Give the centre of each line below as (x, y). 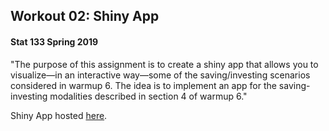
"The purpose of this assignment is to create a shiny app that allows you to (164, 64)
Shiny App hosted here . (59, 115)
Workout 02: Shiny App (85, 16)
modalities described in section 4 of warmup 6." (148, 96)
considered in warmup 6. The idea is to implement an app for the (143, 85)
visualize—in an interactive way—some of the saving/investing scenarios (160, 75)
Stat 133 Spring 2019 (54, 41)
